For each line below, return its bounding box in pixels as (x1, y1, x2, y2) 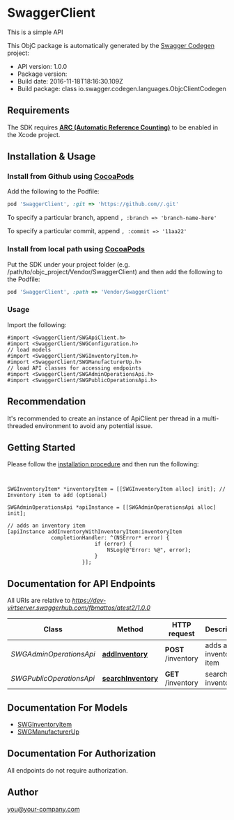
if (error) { (94, 541, 132, 548)
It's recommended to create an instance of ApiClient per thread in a (7, 414, 201, 423)
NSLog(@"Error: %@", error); (107, 546, 192, 554)
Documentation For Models (7, 702, 128, 713)
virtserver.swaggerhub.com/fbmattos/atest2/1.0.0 (7, 604, 151, 612)
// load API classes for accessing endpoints (7, 364, 141, 372)
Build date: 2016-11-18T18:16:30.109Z (17, 77, 123, 85)
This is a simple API (7, 28, 64, 36)
